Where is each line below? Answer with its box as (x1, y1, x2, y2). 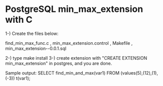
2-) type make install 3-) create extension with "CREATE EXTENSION (5, 55, 147, 61)
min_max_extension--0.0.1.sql (5, 45, 67, 51)
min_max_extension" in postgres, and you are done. (5, 60, 112, 66)
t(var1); (16, 75, 31, 81)
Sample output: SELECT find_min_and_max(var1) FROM (5, 70, 120, 76)
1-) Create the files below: (5, 30, 59, 36)
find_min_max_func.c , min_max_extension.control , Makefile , (5, 40, 133, 46)
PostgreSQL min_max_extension (5, 3, 143, 15)
